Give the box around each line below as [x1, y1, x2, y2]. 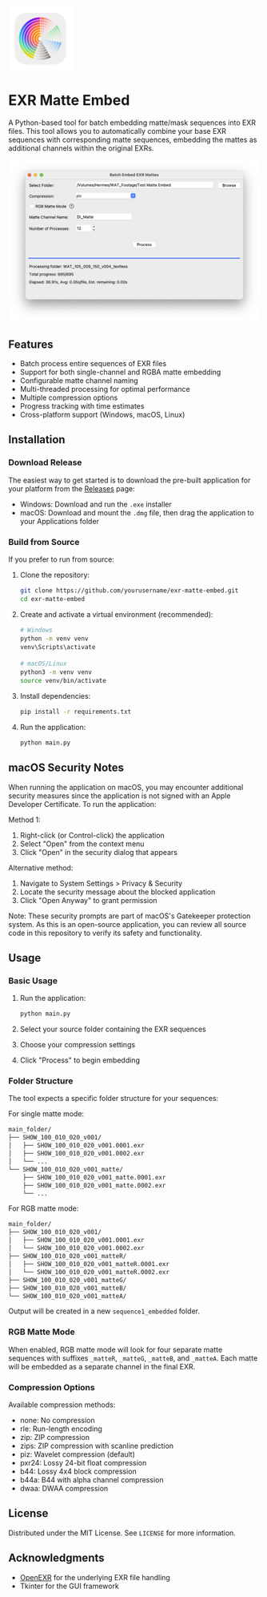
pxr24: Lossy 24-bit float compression [19, 1458, 147, 1467]
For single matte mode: [8, 1109, 85, 1119]
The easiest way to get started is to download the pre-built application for [8, 475, 251, 485]
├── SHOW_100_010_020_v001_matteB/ [8, 1284, 127, 1293]
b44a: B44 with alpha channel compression [19, 1474, 164, 1484]
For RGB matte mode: [8, 1204, 79, 1213]
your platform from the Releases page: [8, 483, 135, 494]
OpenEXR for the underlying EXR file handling [19, 1572, 170, 1582]
